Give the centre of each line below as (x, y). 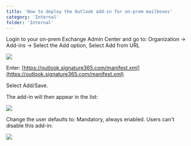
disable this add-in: (29, 126)
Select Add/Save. (27, 85)
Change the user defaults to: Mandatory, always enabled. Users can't (90, 120)
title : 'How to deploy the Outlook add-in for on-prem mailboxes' (89, 11)
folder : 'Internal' (30, 22)
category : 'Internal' (33, 17)
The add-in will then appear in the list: (52, 97)
